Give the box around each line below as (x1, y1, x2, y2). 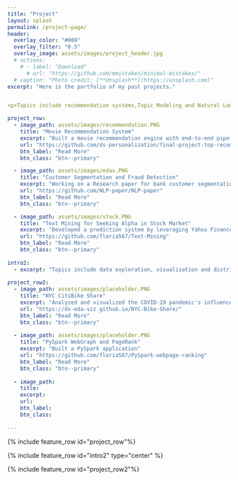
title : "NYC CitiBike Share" (20, 293, 106, 300)
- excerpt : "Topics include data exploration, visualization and (13, 266, 211, 273)
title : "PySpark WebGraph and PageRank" (20, 339, 141, 346)
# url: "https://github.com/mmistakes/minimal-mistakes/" (25, 70, 201, 77)
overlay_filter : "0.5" (13, 43, 81, 50)
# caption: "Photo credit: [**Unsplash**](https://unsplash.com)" (13, 76, 214, 84)
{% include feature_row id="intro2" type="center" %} (7, 451, 164, 459)
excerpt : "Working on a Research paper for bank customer (20, 180, 195, 188)
